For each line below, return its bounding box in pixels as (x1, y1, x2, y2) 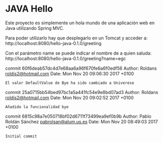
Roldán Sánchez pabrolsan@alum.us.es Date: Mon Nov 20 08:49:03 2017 (5, 118, 158, 124)
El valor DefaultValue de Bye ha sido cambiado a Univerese (5, 80, 135, 85)
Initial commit (5, 133, 37, 139)
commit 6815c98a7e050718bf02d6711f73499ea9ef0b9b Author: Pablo (5, 113, 151, 119)
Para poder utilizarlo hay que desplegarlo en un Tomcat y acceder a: (5, 35, 148, 41)
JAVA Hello (5, 3, 53, 15)
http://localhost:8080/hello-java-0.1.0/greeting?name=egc (5, 55, 126, 61)
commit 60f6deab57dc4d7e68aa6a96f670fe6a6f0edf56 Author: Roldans (5, 65, 157, 71)
